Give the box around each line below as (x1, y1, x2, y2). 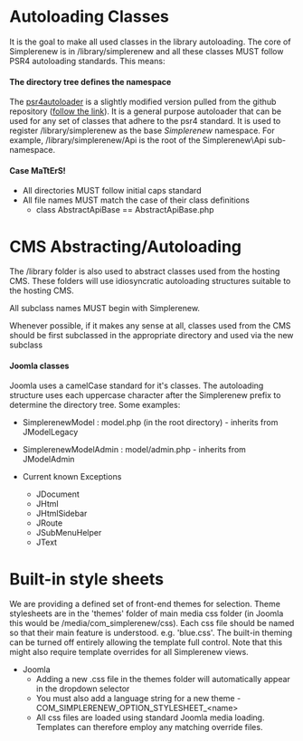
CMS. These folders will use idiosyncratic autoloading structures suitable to (9, 276, 291, 287)
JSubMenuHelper (35, 527, 102, 538)
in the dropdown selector (35, 683, 130, 694)
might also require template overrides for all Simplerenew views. (9, 647, 249, 658)
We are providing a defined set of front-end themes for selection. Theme (9, 599, 280, 610)
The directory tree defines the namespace (9, 76, 172, 87)
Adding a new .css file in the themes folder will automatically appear (35, 674, 291, 685)
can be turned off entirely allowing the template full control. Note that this (9, 637, 283, 648)
